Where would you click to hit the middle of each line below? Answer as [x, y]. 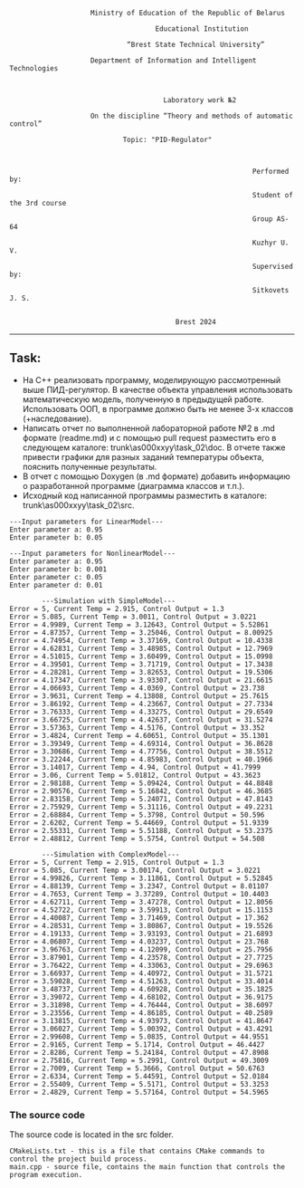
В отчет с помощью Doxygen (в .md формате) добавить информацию [157, 476]
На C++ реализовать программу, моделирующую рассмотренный [152, 379]
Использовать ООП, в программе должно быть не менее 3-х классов [158, 408]
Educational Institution [202, 29]
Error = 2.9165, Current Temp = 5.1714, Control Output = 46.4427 [137, 1044]
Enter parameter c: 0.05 [56, 577]
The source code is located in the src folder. [91, 1135]
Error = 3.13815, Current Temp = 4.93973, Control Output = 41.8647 [141, 1020]
